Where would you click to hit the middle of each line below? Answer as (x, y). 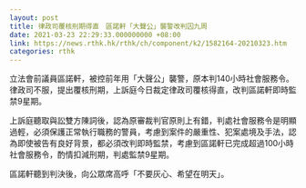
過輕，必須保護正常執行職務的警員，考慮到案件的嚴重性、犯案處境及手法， (149, 132)
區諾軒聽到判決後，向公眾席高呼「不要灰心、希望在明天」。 (119, 174)
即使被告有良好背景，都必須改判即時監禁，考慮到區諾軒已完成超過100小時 (155, 143)
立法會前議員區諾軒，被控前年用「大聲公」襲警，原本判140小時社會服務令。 (152, 79)
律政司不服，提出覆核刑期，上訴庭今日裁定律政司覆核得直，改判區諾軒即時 (149, 90)
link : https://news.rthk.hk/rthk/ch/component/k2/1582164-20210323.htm (148, 43)
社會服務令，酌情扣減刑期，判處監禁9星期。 (92, 154)
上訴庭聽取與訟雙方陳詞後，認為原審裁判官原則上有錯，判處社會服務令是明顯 (153, 121)
